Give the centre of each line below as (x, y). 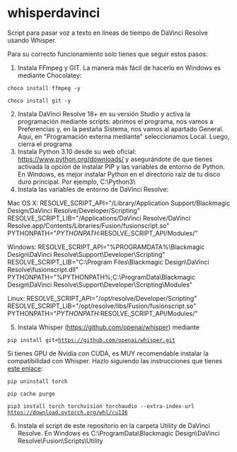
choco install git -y (39, 101)
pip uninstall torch (38, 381)
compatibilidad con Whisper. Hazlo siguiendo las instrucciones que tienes (115, 360)
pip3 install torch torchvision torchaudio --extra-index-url (101, 406)
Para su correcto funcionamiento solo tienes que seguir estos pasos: (108, 54)
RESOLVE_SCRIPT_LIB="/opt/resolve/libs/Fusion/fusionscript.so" (102, 306)
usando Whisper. (32, 40)
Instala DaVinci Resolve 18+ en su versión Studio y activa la (104, 114)
